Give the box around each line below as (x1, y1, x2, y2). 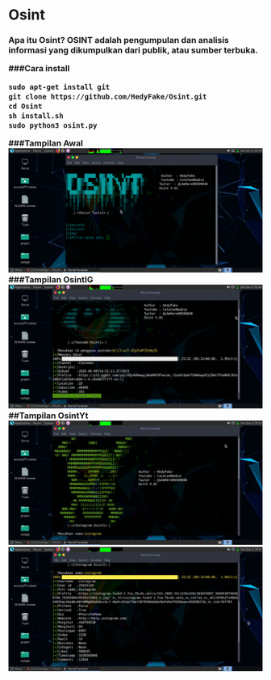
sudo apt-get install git (8, 82, 110, 91)
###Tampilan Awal (8, 137, 83, 149)
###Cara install (8, 63, 70, 74)
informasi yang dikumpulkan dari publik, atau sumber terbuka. (8, 44, 258, 56)
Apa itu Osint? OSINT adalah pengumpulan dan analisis (8, 35, 230, 46)
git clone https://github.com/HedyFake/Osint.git (8, 91, 207, 101)
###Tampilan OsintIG (8, 273, 94, 285)
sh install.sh (8, 111, 64, 120)
